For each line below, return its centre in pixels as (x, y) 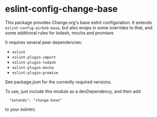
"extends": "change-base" (36, 100)
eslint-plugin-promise (35, 73)
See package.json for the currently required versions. (58, 82)
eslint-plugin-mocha (33, 68)
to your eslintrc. (21, 109)
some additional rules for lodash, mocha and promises (60, 33)
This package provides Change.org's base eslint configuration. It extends (78, 22)
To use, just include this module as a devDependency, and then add (73, 91)
